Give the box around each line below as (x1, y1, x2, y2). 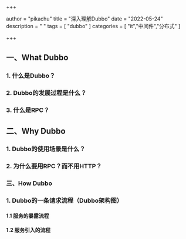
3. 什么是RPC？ (6, 106, 50, 114)
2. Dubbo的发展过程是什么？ (6, 89, 87, 97)
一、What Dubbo (6, 53, 69, 63)
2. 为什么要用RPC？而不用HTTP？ (6, 162, 102, 170)
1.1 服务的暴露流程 (6, 212, 49, 219)
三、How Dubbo (6, 179, 53, 187)
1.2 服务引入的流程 (6, 227, 51, 234)
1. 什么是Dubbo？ (6, 71, 56, 80)
